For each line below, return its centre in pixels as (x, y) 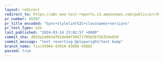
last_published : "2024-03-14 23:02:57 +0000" (52, 32)
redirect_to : (18, 14)
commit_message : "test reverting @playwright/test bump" (64, 42)
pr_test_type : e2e (23, 28)
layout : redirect (22, 10)
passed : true (18, 51)
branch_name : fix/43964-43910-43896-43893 (48, 46)
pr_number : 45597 (22, 19)
